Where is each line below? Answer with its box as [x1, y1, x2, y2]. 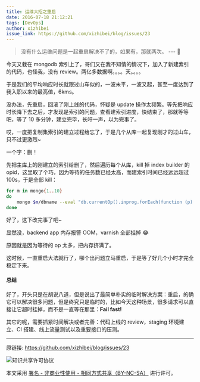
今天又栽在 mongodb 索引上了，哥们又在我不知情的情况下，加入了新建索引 [6, 61, 189, 68]
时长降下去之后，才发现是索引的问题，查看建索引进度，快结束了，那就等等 [6, 108, 189, 116]
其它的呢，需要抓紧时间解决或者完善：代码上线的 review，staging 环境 [6, 318, 180, 325]
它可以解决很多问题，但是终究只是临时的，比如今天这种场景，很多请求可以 [6, 298, 189, 305]
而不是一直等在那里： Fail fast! [47, 305, 122, 313]
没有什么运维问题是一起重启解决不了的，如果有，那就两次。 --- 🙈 [20, 48, 181, 55]
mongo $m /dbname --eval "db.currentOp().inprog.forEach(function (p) [17, 199, 193, 205]
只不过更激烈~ [6, 136, 42, 143]
